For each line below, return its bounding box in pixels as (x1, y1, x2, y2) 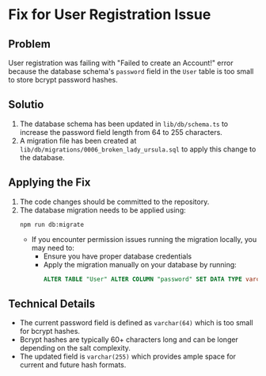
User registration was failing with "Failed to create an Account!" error (8, 58, 234, 67)
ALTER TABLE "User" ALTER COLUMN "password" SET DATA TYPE (43, 275, 243, 283)
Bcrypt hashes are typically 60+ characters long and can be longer (19, 335, 239, 344)
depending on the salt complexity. (19, 343, 131, 353)
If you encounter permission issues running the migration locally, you (31, 234, 257, 244)
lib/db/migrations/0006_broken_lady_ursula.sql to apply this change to (19, 144, 256, 154)
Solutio (8, 98, 44, 112)
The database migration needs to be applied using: (19, 205, 186, 215)
